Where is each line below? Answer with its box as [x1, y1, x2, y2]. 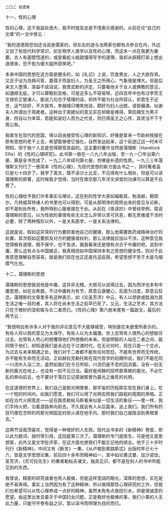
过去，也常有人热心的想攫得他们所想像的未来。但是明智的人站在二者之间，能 [5, 336, 163, 342]
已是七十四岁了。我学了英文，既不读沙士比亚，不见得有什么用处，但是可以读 [5, 170, 163, 176]
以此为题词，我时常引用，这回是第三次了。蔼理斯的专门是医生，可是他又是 [5, 433, 158, 439]
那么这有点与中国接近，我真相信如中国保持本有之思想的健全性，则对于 [13, 248, 158, 254]
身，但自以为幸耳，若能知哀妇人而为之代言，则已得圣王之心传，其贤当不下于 [5, 115, 163, 121]
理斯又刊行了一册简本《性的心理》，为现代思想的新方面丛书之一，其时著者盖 [5, 164, 161, 169]
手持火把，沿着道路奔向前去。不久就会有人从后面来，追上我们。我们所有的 [9, 403, 163, 410]
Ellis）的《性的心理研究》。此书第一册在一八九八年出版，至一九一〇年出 [5, 151, 151, 157]
